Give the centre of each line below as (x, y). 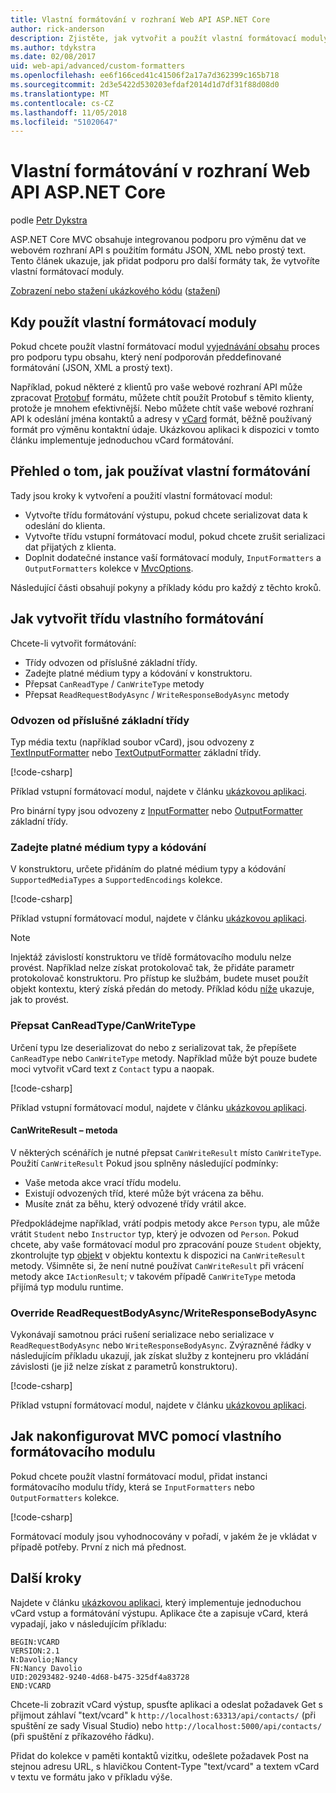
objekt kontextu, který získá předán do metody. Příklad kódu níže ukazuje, (162, 989)
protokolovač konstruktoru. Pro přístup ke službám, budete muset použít (159, 978)
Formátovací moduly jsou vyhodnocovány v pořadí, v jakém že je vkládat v (164, 1536)
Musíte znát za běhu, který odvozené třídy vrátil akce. (135, 1203)
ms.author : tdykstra (53, 47)
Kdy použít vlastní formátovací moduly (133, 322)
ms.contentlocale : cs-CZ (62, 103)
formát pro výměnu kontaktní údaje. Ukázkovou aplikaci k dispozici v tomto (165, 429)
